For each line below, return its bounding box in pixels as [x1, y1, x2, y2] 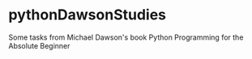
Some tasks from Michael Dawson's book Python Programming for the [8, 32, 244, 42]
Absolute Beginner [8, 40, 70, 50]
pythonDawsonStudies [8, 6, 167, 24]
